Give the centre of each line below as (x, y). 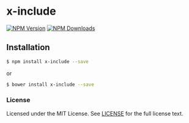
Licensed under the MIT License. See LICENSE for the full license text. (95, 113)
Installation (28, 47)
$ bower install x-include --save (50, 84)
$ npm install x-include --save (47, 61)
